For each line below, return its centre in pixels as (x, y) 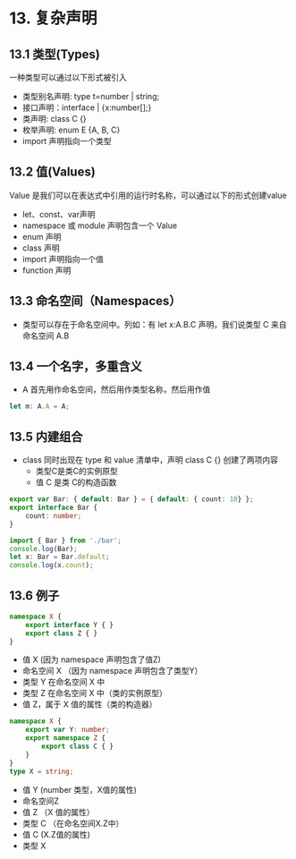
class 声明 (41, 248)
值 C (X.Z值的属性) (56, 834)
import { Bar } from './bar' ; (66, 540)
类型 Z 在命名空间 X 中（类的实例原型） (94, 693)
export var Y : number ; (68, 730)
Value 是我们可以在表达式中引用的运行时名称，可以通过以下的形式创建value (148, 195)
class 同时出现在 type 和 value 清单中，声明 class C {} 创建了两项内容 (150, 460)
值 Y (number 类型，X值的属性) (79, 789)
